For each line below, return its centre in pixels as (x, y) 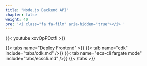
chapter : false (21, 15)
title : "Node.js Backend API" (37, 10)
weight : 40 (17, 19)
